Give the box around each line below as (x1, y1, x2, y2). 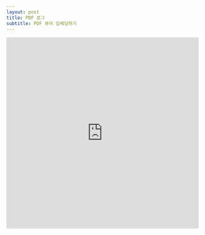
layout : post (6, 9, 40, 15)
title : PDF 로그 (6, 15, 45, 21)
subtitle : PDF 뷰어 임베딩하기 (6, 20, 77, 26)
